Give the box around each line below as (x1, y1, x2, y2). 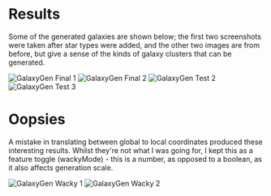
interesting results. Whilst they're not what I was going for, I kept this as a (8, 145, 253, 155)
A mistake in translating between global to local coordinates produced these (8, 137, 263, 147)
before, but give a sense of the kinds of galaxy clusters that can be (8, 49, 233, 58)
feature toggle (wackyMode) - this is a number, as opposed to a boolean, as (8, 154, 262, 164)
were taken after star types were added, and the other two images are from (8, 40, 260, 49)
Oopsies (8, 110, 67, 129)
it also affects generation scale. (8, 163, 114, 173)
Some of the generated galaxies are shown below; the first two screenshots (8, 32, 262, 41)
